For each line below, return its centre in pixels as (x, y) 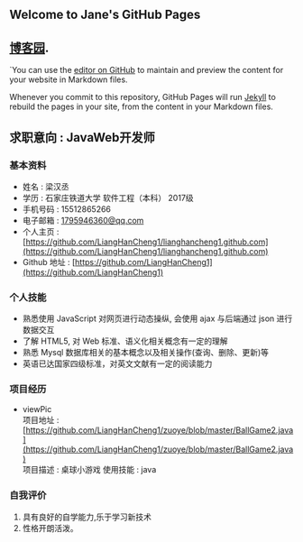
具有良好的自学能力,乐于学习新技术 (87, 517)
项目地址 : (41, 420)
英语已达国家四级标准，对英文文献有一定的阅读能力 (117, 363)
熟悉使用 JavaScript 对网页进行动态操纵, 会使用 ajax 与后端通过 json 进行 (157, 318)
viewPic (37, 409)
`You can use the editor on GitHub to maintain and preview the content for (147, 70)
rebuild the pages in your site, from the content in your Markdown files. (141, 106)
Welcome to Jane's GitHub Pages (105, 15)
